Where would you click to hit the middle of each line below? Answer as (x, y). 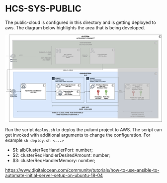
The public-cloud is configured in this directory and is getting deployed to (81, 22)
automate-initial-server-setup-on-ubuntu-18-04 (54, 175)
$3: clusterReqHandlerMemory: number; (54, 160)
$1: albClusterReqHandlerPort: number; (52, 150)
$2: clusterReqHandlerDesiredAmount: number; (61, 155)
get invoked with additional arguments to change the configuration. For (78, 135)
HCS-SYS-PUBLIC (43, 9)
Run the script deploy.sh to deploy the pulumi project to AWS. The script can (83, 129)
